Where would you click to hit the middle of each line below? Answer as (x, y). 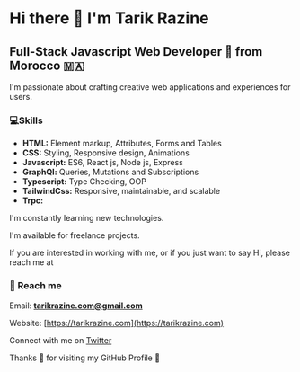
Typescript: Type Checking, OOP (84, 182)
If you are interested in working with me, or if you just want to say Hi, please (150, 253)
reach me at (31, 262)
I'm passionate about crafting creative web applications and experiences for (150, 87)
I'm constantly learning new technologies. (87, 218)
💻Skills (26, 120)
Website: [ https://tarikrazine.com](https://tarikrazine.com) (117, 323)
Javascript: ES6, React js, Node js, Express (103, 163)
